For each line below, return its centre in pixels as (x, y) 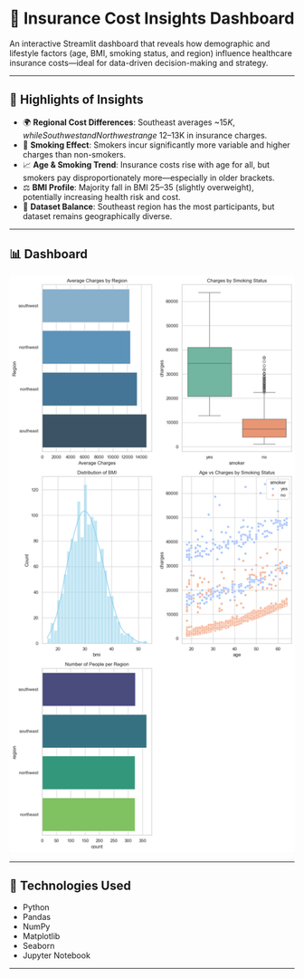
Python (36, 907)
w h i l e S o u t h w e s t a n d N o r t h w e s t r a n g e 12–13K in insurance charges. (145, 135)
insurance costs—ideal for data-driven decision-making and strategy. (139, 62)
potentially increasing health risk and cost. (101, 197)
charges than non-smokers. (74, 154)
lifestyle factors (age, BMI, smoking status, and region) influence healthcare (151, 53)
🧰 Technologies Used (70, 885)
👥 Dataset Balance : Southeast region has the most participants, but (148, 206)
